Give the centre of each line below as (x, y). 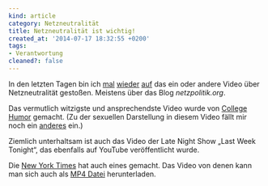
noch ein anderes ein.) (46, 125)
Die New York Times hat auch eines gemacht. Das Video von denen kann (130, 165)
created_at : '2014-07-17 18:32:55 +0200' (79, 38)
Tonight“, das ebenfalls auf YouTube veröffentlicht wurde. (104, 150)
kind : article (32, 16)
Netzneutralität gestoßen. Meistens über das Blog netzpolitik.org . (117, 92)
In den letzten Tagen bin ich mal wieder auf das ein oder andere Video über (134, 84)
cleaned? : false (36, 61)
